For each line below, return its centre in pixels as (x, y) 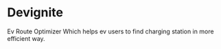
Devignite (35, 13)
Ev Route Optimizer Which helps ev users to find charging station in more (110, 31)
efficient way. (26, 38)
